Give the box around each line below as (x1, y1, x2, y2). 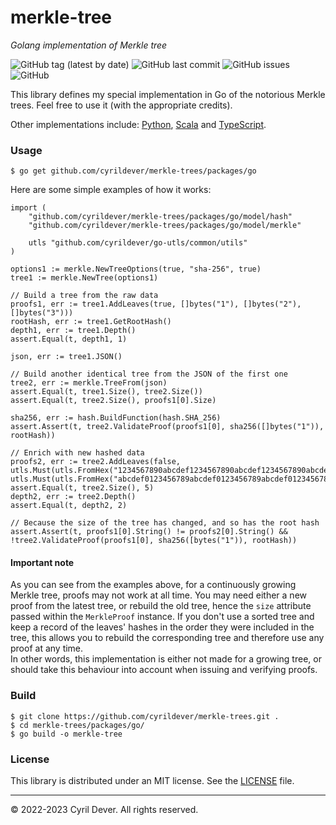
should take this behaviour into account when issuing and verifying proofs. (10, 664, 318, 676)
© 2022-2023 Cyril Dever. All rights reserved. (10, 804, 199, 816)
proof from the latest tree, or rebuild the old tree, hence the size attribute (10, 600, 312, 612)
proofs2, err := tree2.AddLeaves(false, (10, 457, 182, 467)
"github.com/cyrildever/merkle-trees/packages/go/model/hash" (28, 212, 293, 222)
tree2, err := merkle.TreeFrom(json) (10, 378, 168, 388)
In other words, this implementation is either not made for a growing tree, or (10, 653, 322, 665)
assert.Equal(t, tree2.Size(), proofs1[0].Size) (10, 396, 217, 406)
